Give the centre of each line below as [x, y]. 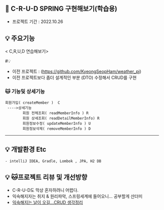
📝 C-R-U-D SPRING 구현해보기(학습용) [61, 9]
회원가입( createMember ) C [32, 103]
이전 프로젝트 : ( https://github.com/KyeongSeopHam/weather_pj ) [77, 71]
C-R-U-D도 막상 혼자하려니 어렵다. [45, 190]
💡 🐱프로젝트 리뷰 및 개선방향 [46, 177]
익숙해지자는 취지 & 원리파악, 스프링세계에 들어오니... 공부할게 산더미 [77, 196]
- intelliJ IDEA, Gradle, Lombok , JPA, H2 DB [53, 161]
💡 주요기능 [20, 38]
